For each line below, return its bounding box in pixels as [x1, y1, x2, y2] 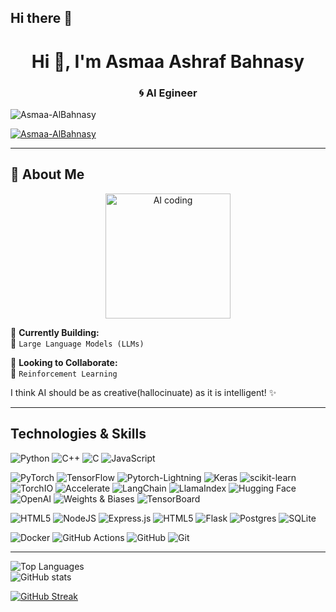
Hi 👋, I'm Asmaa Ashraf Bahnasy [31, 50, 305, 73]
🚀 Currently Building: [10, 326, 100, 338]
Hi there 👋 [10, 10, 73, 27]
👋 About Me [10, 166, 85, 183]
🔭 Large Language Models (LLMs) [10, 337, 145, 349]
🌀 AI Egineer [138, 86, 198, 100]
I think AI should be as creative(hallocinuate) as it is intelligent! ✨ [10, 386, 277, 398]
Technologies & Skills [10, 426, 147, 443]
